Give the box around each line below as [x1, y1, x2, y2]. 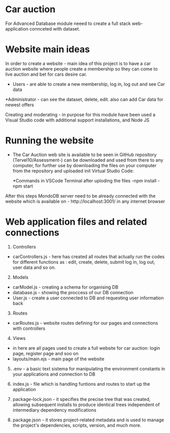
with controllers [12, 325, 46, 331]
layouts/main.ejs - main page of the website [12, 356, 105, 362]
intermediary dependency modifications [12, 407, 96, 413]
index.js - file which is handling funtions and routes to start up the [12, 381, 150, 387]
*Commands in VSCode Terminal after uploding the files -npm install [12, 177, 157, 183]
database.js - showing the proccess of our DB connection [12, 289, 133, 295]
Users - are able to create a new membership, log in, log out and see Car [12, 81, 165, 87]
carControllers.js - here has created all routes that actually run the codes [12, 253, 165, 260]
